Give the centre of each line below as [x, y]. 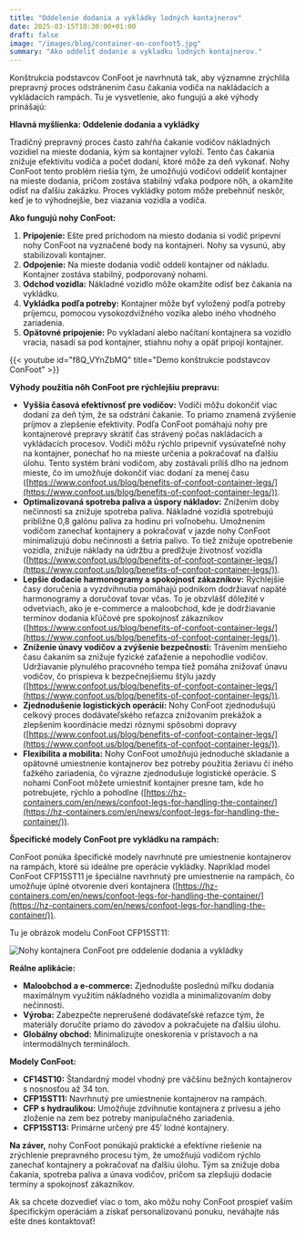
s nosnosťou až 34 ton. [66, 1089]
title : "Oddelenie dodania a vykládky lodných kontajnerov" [126, 18]
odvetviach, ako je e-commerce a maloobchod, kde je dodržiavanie [149, 608]
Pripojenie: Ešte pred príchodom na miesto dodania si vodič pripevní [152, 236]
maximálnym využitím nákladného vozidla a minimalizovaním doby [147, 996]
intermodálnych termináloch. [76, 1044]
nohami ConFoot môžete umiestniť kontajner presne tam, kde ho [143, 783]
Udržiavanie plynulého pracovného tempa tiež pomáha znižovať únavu [155, 667]
